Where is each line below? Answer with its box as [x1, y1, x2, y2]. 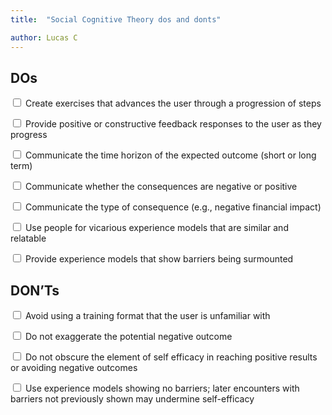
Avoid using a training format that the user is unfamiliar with [24, 310, 271, 322]
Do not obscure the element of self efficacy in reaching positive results [24, 351, 318, 363]
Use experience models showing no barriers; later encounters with [24, 382, 300, 395]
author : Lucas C [10, 32, 78, 43]
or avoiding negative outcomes [10, 362, 138, 374]
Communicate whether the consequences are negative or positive [24, 181, 298, 193]
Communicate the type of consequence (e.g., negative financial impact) [24, 201, 322, 213]
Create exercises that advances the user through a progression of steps [24, 97, 322, 110]
